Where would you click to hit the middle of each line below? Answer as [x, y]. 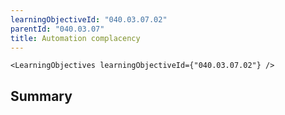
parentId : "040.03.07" [57, 29]
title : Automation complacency [75, 38]
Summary [41, 96]
